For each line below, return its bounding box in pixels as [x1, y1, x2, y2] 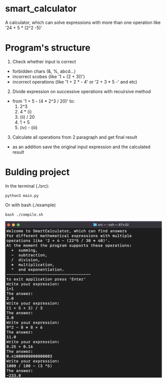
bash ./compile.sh [5, 212, 43, 217]
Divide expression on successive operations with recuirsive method [12, 88, 151, 95]
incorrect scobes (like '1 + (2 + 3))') [12, 73, 85, 80]
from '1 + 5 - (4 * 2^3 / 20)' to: [12, 98, 75, 104]
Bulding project [5, 167, 70, 178]
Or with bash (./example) [5, 202, 56, 208]
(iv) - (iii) [19, 124, 38, 130]
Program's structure [5, 42, 90, 54]
